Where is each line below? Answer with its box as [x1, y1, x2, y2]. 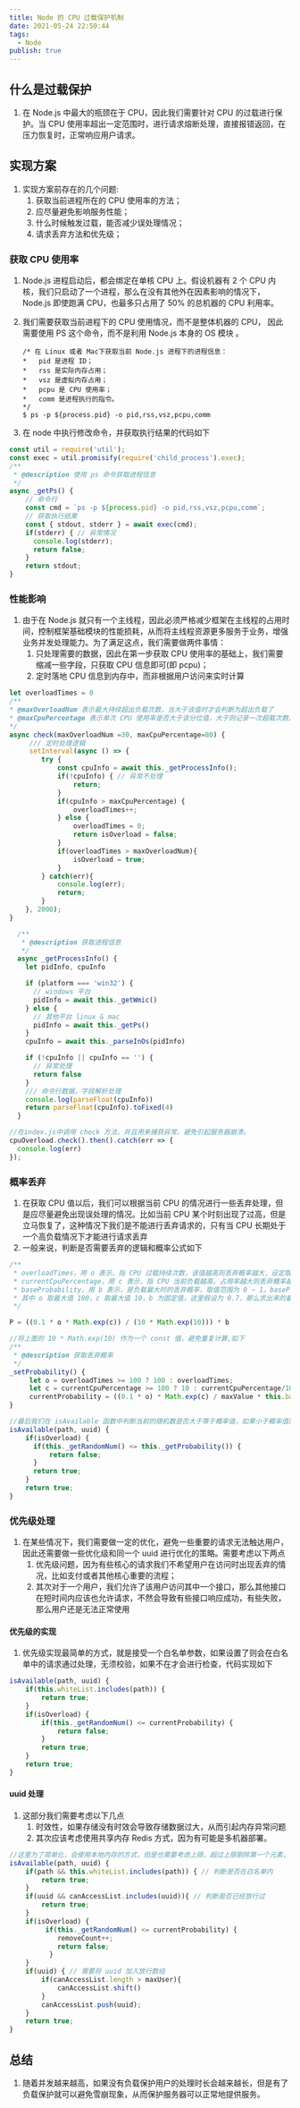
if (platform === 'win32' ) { [25, 979, 134, 988]
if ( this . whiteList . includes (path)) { [25, 1685, 166, 1694]
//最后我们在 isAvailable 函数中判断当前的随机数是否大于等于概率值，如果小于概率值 [9, 1417, 288, 1426]
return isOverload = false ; [72, 830, 178, 840]
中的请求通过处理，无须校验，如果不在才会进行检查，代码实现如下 [29, 1659, 273, 1669]
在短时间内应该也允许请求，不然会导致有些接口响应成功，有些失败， [35, 1592, 287, 1603]
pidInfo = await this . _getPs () [32, 1020, 150, 1029]
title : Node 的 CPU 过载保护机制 [9, 13, 124, 22]
